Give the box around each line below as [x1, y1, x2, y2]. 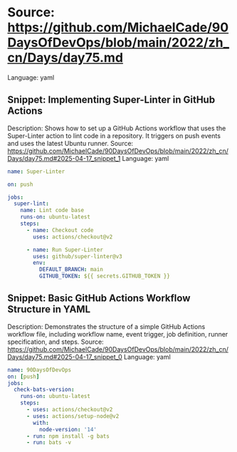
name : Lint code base [20, 207, 84, 214]
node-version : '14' [38, 426, 98, 433]
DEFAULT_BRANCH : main [38, 266, 103, 273]
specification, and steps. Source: [7, 337, 105, 346]
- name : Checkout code [26, 226, 94, 233]
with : [33, 419, 50, 426]
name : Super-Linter [7, 168, 65, 175]
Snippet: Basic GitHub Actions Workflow [7, 293, 191, 305]
